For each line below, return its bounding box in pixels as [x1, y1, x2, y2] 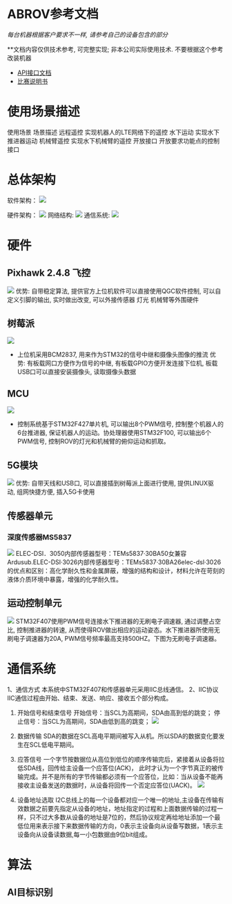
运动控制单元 [7, 597, 62, 609]
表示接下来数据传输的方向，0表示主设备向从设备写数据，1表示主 [41, 821, 224, 829]
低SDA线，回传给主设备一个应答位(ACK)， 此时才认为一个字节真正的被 [17, 764, 218, 772]
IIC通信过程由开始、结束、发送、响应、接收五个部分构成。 [7, 693, 173, 702]
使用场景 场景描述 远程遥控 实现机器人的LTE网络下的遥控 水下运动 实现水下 [7, 128, 220, 136]
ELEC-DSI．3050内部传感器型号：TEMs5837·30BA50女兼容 [15, 549, 187, 557]
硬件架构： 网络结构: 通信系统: [7, 211, 110, 219]
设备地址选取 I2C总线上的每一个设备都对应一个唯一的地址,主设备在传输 [17, 796, 219, 804]
